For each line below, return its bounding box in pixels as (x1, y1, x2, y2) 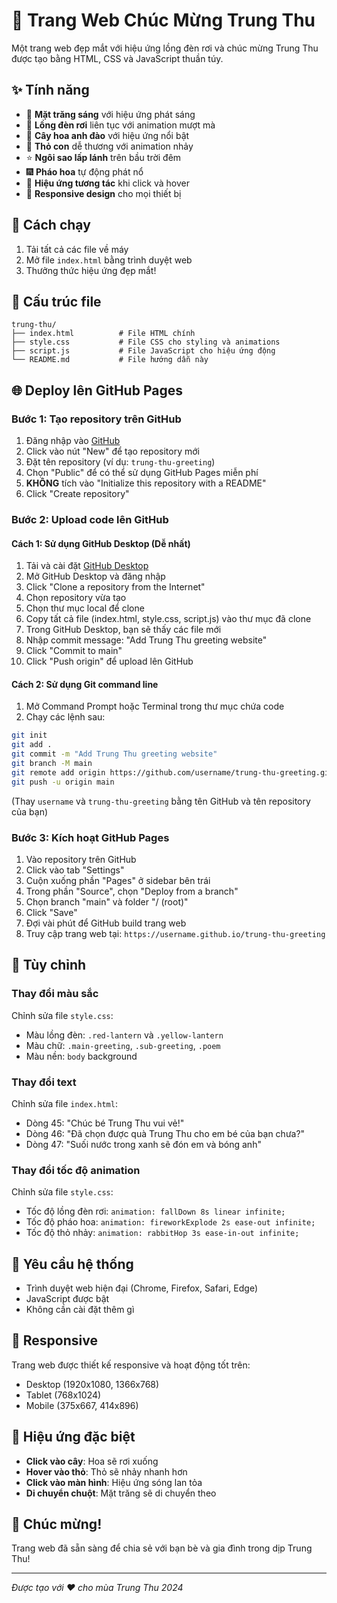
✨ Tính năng (11, 82, 90, 99)
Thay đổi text (11, 1075, 77, 1089)
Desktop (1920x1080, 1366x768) (25, 1378, 160, 1390)
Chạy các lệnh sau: (25, 711, 106, 723)
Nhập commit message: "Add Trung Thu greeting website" (25, 634, 268, 646)
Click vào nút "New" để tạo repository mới (25, 445, 200, 458)
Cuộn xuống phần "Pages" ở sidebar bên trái (25, 874, 211, 886)
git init (11, 730, 48, 741)
